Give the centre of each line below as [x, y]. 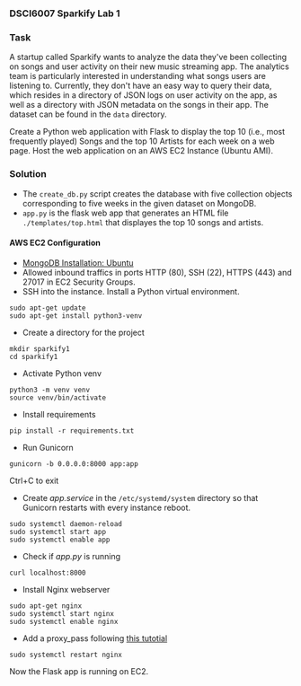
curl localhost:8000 [48, 573]
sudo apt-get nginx [46, 606]
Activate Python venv [62, 373]
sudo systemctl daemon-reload [66, 523]
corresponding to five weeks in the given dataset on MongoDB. [139, 203]
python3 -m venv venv [50, 390]
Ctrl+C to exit [34, 480]
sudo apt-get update [48, 308]
